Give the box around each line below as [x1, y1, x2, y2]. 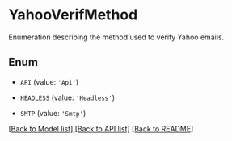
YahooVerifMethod [8, 6, 138, 24]
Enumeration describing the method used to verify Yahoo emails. [8, 32, 225, 42]
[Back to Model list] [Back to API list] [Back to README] [8, 123, 194, 134]
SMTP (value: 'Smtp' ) [19, 108, 86, 118]
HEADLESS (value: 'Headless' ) [19, 93, 116, 102]
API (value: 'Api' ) [19, 77, 79, 86]
